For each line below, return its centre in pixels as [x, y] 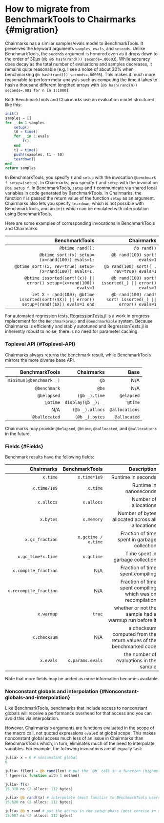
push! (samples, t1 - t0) [39, 154]
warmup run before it [132, 620]
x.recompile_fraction [32, 591]
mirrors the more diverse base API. [40, 360]
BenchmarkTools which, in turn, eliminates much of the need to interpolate [80, 743]
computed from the [134, 634]
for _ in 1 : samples [25, 123]
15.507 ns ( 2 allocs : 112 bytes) [39, 816]
